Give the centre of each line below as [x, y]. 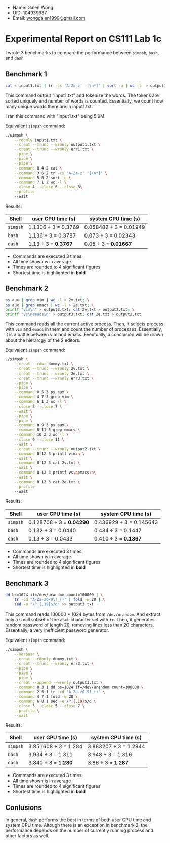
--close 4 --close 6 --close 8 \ [48, 187]
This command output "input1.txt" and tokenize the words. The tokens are [82, 95]
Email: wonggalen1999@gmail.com [49, 18]
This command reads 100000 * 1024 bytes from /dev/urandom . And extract [83, 614]
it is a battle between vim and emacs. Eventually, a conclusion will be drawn [84, 335]
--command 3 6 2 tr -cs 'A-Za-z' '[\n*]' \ [61, 173]
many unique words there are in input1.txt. [49, 106]
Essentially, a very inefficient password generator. [57, 630]
